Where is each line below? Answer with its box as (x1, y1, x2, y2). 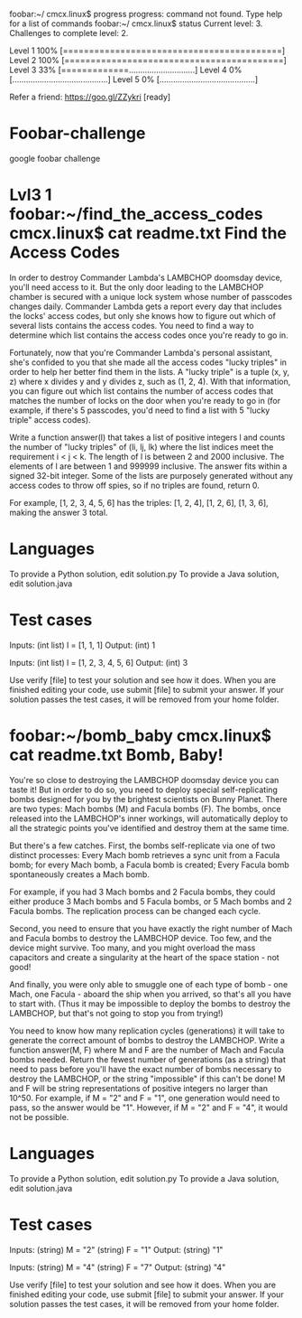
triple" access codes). (9, 414, 92, 425)
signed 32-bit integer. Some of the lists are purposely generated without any (9, 470, 294, 481)
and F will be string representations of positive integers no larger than (9, 1082, 269, 1093)
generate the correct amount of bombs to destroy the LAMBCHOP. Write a (9, 1034, 286, 1045)
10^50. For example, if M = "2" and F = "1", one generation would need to (9, 1092, 280, 1103)
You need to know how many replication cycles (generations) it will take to (9, 1025, 286, 1036)
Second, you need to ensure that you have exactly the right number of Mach (9, 922, 293, 934)
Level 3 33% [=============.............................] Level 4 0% (9, 64, 243, 75)
